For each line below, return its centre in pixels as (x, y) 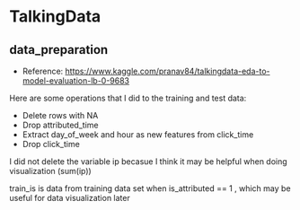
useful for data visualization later (70, 198)
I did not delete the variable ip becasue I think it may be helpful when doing (148, 162)
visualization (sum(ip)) (50, 171)
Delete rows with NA (60, 115)
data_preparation (59, 50)
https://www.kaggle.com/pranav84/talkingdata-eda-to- (168, 71)
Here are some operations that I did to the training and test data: (128, 98)
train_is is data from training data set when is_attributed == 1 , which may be (150, 188)
